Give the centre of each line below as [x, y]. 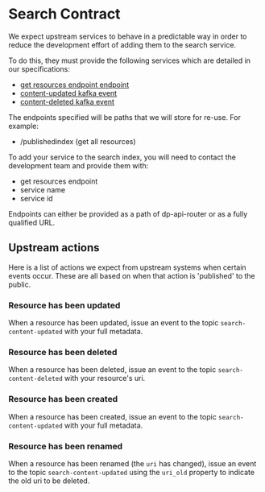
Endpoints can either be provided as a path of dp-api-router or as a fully [128, 213]
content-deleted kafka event [67, 101]
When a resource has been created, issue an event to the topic [113, 416]
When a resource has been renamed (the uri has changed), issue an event [132, 463]
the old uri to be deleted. [49, 481]
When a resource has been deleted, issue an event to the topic [112, 370]
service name [43, 189]
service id [37, 198]
